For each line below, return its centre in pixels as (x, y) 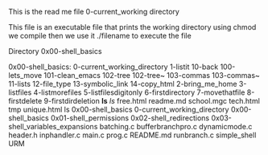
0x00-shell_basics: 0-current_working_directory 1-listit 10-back (113, 67)
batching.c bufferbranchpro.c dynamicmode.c (176, 126)
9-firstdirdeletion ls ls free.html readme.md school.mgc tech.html (152, 101)
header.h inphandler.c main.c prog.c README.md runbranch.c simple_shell (132, 135)
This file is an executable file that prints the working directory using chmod (132, 27)
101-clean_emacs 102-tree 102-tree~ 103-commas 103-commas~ (152, 75)
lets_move (25, 75)
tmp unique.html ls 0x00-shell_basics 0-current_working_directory (119, 109)
